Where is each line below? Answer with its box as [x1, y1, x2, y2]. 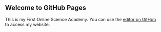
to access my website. [5, 21, 50, 27]
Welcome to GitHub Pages [5, 4, 86, 12]
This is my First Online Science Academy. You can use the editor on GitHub [5, 16, 156, 22]
